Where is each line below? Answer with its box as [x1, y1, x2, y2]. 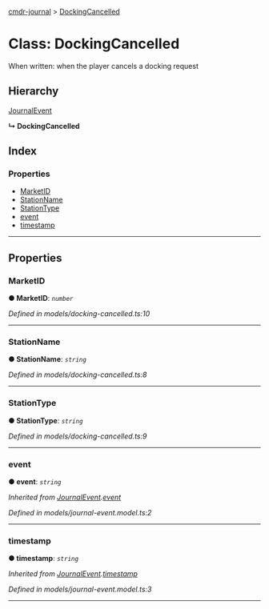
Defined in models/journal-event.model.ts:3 [8, 584, 152, 595]
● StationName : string [8, 355, 86, 364]
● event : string [8, 477, 62, 487]
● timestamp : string [8, 554, 78, 563]
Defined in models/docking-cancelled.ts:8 [8, 370, 147, 379]
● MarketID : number [8, 294, 74, 303]
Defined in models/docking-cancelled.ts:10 [8, 309, 151, 319]
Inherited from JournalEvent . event [8, 492, 122, 503]
